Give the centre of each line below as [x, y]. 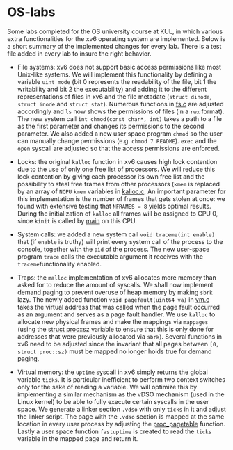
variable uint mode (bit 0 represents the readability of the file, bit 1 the [117, 81]
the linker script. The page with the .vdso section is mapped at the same [121, 416]
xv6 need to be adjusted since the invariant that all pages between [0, [118, 344]
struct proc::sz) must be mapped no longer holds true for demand [114, 351]
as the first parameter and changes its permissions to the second [111, 126]
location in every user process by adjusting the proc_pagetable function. [121, 424]
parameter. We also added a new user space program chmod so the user [120, 134]
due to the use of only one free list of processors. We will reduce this [116, 169]
